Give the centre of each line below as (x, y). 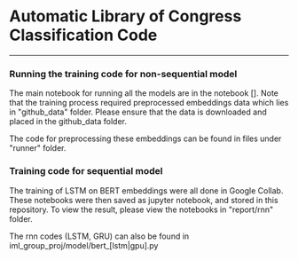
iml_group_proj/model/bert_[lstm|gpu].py (84, 245)
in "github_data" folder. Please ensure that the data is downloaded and (138, 112)
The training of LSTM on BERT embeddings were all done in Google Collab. (146, 190)
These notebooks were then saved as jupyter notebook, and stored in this (144, 200)
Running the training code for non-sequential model (123, 74)
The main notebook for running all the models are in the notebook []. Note (144, 93)
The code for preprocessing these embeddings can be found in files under (145, 138)
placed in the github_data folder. (68, 122)
